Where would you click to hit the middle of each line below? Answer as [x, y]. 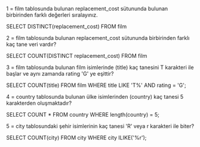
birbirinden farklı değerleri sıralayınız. [52, 15]
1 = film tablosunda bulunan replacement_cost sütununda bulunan [87, 9]
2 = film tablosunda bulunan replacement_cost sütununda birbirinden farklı [98, 38]
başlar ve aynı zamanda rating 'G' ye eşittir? [60, 73]
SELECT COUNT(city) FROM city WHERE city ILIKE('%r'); [76, 137]
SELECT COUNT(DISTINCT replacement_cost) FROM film [77, 56]
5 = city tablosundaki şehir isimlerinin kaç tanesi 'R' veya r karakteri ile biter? [100, 126]
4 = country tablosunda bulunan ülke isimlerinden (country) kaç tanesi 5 [95, 97]
